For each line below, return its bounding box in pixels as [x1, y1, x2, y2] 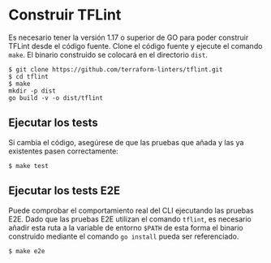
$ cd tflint [8, 72, 49, 80]
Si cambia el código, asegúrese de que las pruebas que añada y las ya [8, 137, 244, 147]
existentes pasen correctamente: [8, 146, 119, 156]
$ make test [8, 162, 49, 170]
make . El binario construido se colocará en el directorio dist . [8, 50, 209, 59]
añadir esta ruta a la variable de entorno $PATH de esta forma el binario [8, 222, 243, 232]
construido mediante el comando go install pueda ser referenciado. [8, 231, 239, 241]
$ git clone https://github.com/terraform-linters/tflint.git [8, 65, 223, 74]
